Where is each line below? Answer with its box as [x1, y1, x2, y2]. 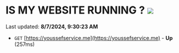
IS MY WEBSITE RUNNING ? [5, 4, 146, 17]
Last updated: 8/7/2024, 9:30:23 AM [5, 23, 98, 30]
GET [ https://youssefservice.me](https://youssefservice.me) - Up [14, 34, 173, 41]
